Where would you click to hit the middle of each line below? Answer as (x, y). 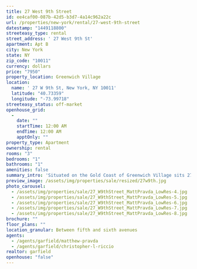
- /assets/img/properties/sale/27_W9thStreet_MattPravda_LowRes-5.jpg (99, 197)
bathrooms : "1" (25, 164)
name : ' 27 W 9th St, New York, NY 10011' (64, 88)
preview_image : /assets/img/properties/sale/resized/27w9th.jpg (86, 181)
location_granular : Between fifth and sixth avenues (72, 230)
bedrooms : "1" (23, 159)
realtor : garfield (28, 252)
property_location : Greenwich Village (53, 77)
